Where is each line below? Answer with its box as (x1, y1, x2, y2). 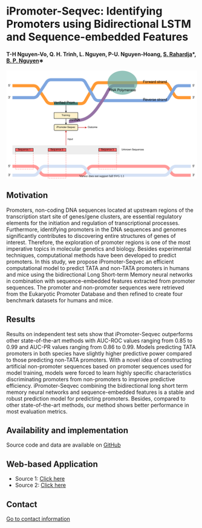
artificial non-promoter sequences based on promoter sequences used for (6, 362, 192, 370)
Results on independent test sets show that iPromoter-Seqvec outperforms (6, 330, 194, 337)
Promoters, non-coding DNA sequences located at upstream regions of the (6, 206, 194, 214)
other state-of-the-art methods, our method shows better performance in (6, 401, 189, 408)
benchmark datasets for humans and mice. (6, 296, 113, 304)
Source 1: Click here (15, 475, 65, 482)
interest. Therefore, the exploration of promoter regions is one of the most (6, 239, 191, 246)
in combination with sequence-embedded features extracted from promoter (6, 277, 195, 285)
